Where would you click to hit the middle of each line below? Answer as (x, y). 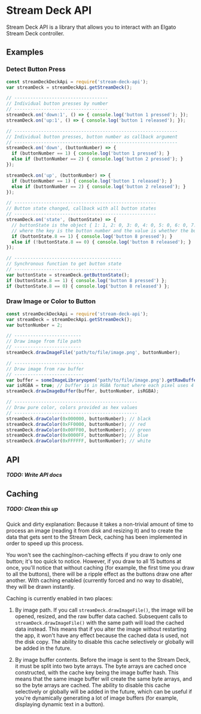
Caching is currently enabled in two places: (60, 598)
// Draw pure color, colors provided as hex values (72, 408)
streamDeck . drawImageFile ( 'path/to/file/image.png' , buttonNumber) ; (93, 353)
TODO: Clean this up (32, 509)
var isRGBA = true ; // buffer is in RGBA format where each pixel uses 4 (100, 386)
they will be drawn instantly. (41, 586)
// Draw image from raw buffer (45, 369)
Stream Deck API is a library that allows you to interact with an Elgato (91, 27)
